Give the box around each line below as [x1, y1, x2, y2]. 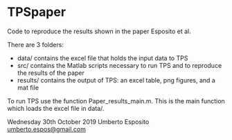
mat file [17, 83, 39, 91]
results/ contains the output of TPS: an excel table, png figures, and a [17, 76, 216, 84]
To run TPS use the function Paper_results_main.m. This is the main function [7, 96, 225, 105]
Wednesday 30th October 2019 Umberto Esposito [7, 117, 150, 125]
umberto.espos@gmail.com [7, 125, 87, 133]
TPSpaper [7, 4, 66, 20]
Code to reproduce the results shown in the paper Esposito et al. [7, 27, 192, 35]
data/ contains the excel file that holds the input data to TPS [17, 53, 188, 62]
